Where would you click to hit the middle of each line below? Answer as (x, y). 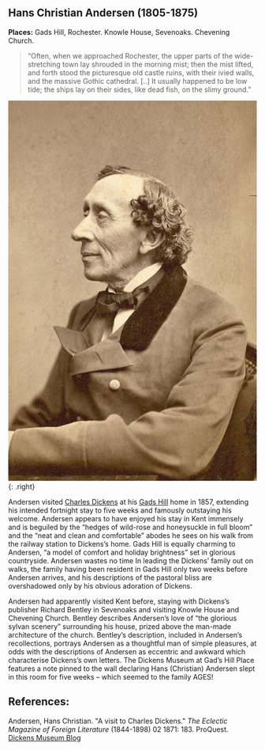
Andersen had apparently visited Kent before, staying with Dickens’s (119, 601)
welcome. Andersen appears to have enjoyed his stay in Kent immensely (126, 518)
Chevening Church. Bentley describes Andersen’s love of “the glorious (123, 618)
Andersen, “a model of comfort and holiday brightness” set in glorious (122, 552)
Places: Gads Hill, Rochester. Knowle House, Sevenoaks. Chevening (119, 32)
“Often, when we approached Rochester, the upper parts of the (130, 55)
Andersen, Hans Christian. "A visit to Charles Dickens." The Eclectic (118, 721)
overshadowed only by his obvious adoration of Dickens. (101, 585)
